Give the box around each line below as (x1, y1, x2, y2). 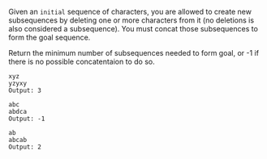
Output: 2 (8, 143, 42, 151)
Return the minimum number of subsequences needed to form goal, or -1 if (8, 48, 260, 57)
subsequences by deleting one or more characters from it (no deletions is (8, 15, 254, 25)
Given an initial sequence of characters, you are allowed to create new (8, 7, 252, 16)
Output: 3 (8, 86, 42, 94)
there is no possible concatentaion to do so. (8, 56, 156, 66)
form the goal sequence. (8, 32, 91, 42)
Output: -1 (8, 115, 45, 123)
